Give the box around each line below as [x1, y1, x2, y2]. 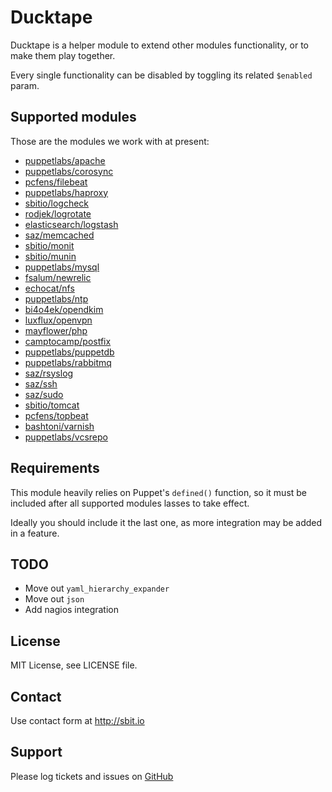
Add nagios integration [24, 604, 119, 616]
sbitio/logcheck [24, 197, 90, 209]
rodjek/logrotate [24, 207, 92, 220]
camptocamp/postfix [24, 335, 112, 347]
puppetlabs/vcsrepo [24, 431, 108, 443]
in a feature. [10, 527, 60, 539]
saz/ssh [24, 377, 58, 390]
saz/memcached [24, 229, 95, 241]
